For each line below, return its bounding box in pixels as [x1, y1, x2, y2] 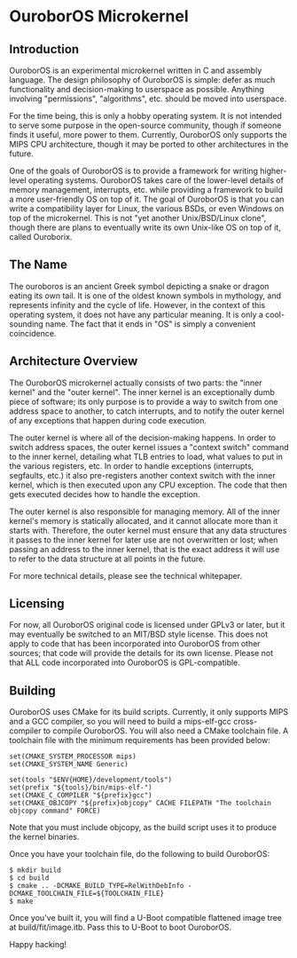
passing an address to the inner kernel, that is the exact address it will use [9, 543, 280, 554]
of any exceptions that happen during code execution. [9, 415, 207, 425]
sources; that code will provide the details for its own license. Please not [9, 648, 273, 659]
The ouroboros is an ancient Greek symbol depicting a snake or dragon [9, 281, 270, 291]
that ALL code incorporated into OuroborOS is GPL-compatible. [9, 657, 241, 668]
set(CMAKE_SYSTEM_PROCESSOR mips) [9, 752, 137, 761]
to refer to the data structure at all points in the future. [9, 553, 206, 564]
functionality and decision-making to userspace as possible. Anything [9, 84, 264, 94]
